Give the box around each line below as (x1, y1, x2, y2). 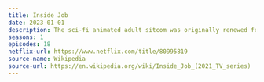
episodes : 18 (8, 41, 51, 48)
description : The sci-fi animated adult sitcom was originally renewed (8, 26, 247, 34)
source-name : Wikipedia (8, 55, 86, 63)
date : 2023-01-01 (8, 19, 65, 27)
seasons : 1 (8, 33, 44, 41)
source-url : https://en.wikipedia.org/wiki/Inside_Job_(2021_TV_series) (8, 62, 251, 70)
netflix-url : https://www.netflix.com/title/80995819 (8, 48, 189, 55)
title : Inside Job (8, 11, 68, 20)
